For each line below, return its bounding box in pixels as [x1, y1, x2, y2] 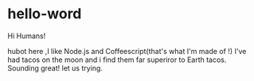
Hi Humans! [7, 31, 46, 40]
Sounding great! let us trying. [7, 63, 103, 72]
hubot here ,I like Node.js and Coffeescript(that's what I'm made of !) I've [7, 46, 247, 56]
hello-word [7, 5, 82, 23]
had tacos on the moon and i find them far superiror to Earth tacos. [7, 55, 227, 64]
